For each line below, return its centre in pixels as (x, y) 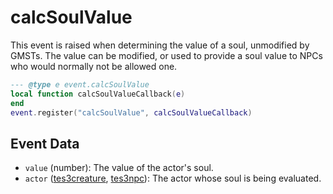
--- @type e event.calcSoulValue (80, 84)
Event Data (45, 143)
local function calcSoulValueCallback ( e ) (98, 94)
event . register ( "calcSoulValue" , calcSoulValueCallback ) (131, 112)
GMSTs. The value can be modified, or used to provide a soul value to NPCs (166, 55)
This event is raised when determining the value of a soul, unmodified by (160, 45)
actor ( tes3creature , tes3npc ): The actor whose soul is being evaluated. (173, 178)
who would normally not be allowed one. (94, 66)
